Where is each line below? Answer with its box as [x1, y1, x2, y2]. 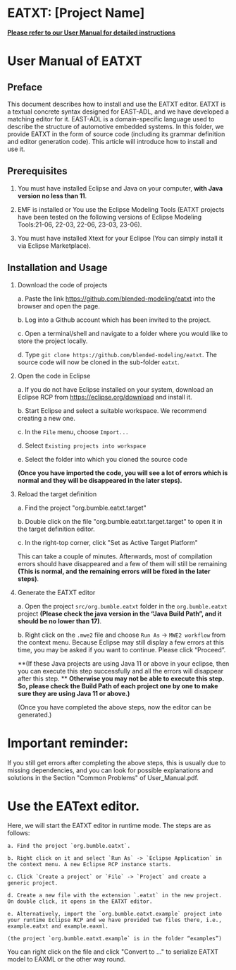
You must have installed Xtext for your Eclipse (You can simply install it [17, 234, 223, 242]
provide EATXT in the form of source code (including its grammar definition [7, 129, 225, 138]
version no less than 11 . [17, 191, 87, 200]
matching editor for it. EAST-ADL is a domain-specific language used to [7, 114, 215, 123]
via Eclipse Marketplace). [17, 241, 92, 250]
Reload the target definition [17, 489, 97, 498]
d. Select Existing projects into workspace [17, 441, 147, 450]
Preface [7, 81, 43, 93]
